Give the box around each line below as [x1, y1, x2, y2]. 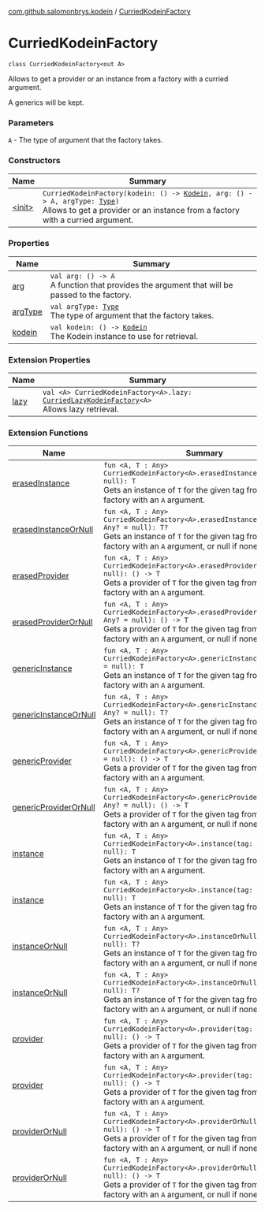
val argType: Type [50, 302, 120, 311]
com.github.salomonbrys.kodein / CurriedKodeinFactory [8, 7, 191, 16]
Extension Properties [8, 354, 91, 365]
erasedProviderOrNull [12, 616, 93, 627]
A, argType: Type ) [50, 196, 120, 206]
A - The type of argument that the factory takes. [8, 136, 163, 145]
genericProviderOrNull [12, 802, 96, 813]
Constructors [8, 155, 61, 166]
